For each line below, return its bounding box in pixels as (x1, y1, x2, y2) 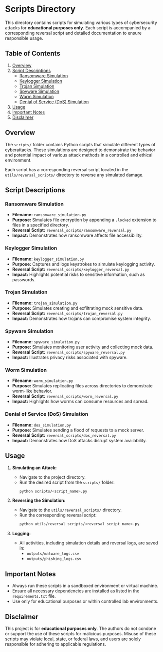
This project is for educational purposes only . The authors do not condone (5, 625, 157, 631)
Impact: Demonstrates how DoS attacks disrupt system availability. (12, 437, 147, 443)
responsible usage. (5, 35, 43, 41)
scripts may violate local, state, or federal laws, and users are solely (5, 636, 141, 642)
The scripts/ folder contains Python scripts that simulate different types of (5, 141, 156, 147)
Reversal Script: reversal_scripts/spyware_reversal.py (12, 349, 125, 355)
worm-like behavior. (12, 388, 53, 394)
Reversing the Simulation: (12, 497, 66, 503)
